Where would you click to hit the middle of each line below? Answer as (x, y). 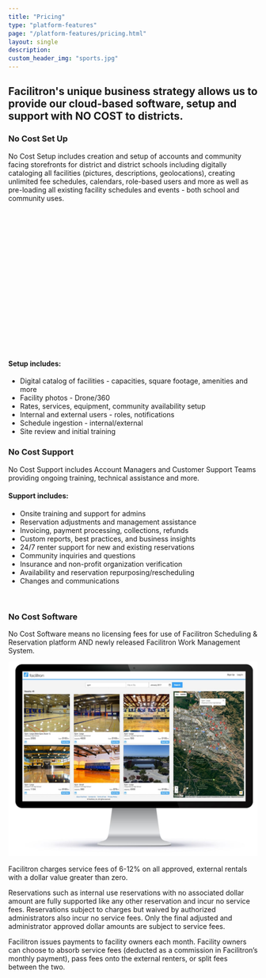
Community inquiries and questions (78, 555)
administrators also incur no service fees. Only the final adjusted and (120, 918)
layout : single (33, 42)
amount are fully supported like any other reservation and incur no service (129, 901)
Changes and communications (70, 580)
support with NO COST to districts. (96, 116)
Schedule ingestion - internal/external (82, 423)
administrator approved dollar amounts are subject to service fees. (117, 926)
